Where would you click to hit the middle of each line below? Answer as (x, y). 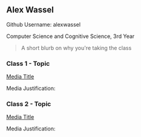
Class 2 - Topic (29, 104)
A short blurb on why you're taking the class (76, 48)
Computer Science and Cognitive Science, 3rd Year (70, 36)
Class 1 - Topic (28, 63)
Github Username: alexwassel (43, 24)
